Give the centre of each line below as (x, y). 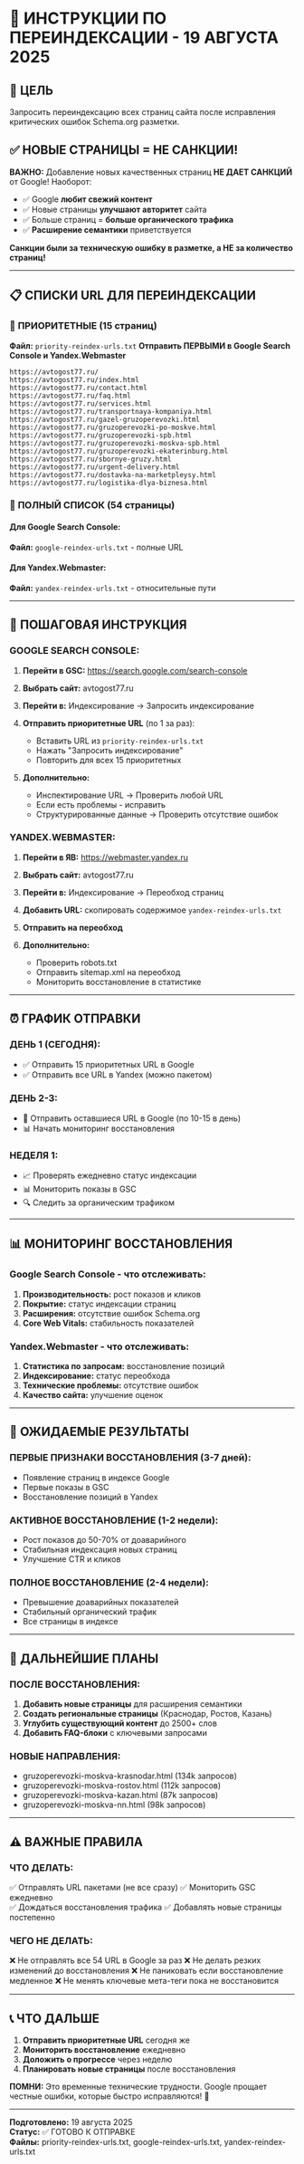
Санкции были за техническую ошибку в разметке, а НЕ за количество (152, 247)
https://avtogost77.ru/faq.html (70, 396)
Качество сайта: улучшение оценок (93, 1395)
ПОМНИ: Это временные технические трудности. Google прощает (138, 2087)
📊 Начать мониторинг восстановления (98, 1128)
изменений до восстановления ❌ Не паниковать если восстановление (146, 1971)
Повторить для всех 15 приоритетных (109, 760)
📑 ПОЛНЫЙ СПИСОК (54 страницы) (92, 505)
